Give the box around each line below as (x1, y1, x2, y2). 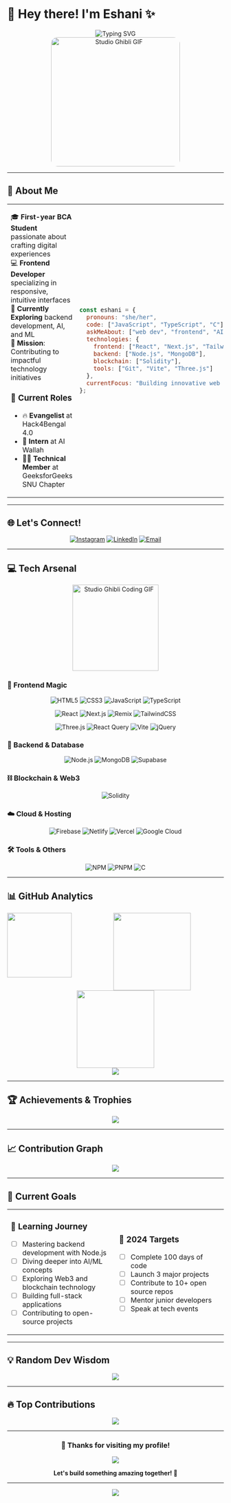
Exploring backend (10, 312, 73, 322)
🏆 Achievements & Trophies (7, 1094, 132, 1105)
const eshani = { (78, 306, 136, 314)
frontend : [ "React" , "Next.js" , (93, 342, 199, 350)
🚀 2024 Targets (119, 1234, 179, 1245)
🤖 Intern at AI (22, 436, 65, 446)
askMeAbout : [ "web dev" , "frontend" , (86, 327, 210, 336)
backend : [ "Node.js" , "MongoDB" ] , (93, 349, 206, 358)
